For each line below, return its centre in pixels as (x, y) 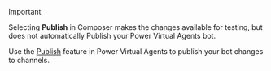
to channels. (29, 60)
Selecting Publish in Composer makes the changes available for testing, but (135, 27)
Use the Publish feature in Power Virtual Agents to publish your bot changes (136, 51)
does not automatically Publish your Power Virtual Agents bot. (112, 36)
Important (25, 12)
